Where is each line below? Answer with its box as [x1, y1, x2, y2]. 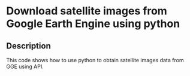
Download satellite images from [6, 4, 168, 18]
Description [6, 41, 51, 51]
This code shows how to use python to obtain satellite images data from [6, 57, 184, 63]
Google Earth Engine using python [6, 17, 180, 31]
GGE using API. [6, 63, 44, 70]
